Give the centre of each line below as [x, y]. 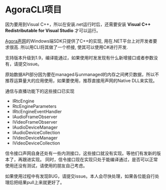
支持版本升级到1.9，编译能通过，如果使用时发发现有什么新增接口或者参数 [80, 57]
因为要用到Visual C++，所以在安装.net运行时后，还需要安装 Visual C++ [78, 24]
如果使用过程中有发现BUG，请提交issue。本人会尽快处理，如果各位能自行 [80, 176]
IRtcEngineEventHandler [37, 111]
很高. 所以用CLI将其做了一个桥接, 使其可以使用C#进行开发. [68, 47]
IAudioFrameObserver [35, 117]
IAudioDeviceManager [35, 127]
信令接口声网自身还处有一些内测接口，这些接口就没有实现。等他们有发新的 [81, 153]
